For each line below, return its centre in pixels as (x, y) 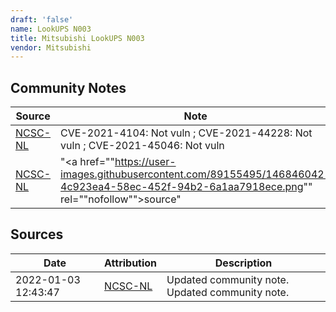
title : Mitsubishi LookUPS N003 (77, 38)
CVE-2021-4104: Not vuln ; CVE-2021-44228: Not (186, 133)
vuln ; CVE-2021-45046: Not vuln (142, 146)
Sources (37, 234)
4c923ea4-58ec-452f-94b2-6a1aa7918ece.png (182, 187)
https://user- (145, 162)
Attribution (131, 263)
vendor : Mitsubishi (51, 47)
